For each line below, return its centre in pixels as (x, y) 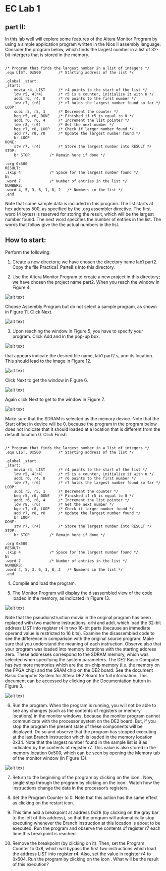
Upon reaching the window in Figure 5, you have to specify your (78, 331)
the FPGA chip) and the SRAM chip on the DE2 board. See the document (79, 670)
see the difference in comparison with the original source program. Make (80, 638)
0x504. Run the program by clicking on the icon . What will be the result (85, 859)
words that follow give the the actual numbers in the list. (62, 225)
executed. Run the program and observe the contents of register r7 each (86, 828)
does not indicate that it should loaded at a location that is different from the (83, 429)
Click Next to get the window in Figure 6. (47, 380)
